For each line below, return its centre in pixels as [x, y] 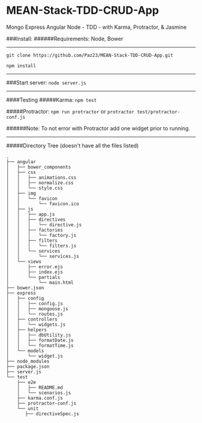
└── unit [28, 409]
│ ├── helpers [26, 330]
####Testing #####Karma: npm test [52, 100]
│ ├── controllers [32, 319]
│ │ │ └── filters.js [41, 246]
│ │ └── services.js [43, 256]
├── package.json [28, 367]
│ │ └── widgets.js [36, 325]
